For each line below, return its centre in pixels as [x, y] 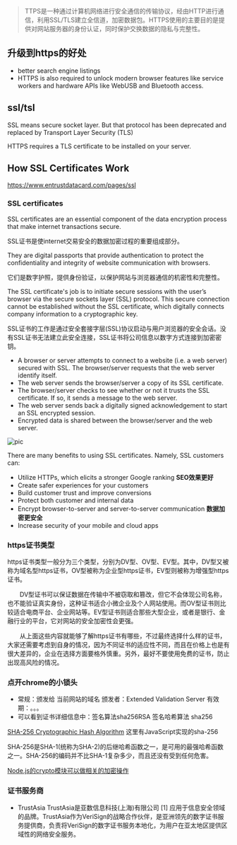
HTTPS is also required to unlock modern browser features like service [120, 78]
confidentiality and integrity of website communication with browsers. [109, 262]
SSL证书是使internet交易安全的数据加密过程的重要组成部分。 [95, 241]
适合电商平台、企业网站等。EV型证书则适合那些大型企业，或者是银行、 [116, 612]
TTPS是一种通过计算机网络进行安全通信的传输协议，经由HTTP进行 [121, 11]
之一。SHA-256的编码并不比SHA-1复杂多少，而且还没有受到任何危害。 [110, 756]
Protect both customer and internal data [75, 500]
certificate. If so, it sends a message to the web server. [97, 398]
